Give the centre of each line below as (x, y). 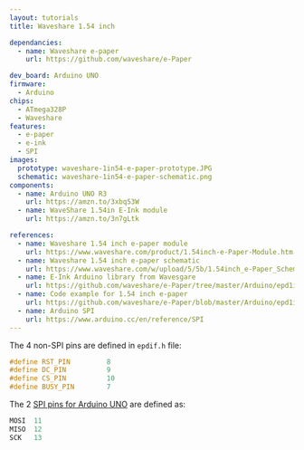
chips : (22, 101)
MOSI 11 (26, 421)
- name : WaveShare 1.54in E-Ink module (93, 211)
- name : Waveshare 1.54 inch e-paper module (103, 244)
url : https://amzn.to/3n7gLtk (83, 219)
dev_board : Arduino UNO (54, 76)
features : (28, 126)
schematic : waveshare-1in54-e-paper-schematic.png (115, 177)
